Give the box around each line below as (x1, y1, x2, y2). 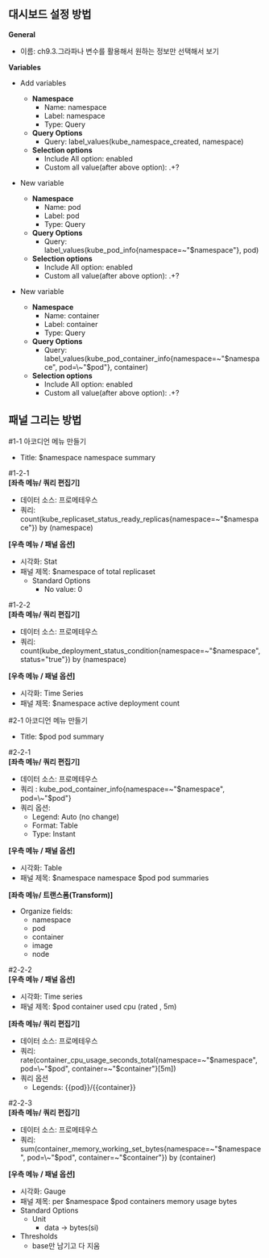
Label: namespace (43, 111, 106, 120)
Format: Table (31, 820, 78, 830)
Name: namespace (43, 102, 107, 111)
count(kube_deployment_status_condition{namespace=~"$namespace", (19, 645, 261, 656)
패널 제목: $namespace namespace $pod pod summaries (19, 873, 209, 883)
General (8, 29, 36, 39)
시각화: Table (19, 862, 63, 872)
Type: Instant (31, 828, 77, 838)
